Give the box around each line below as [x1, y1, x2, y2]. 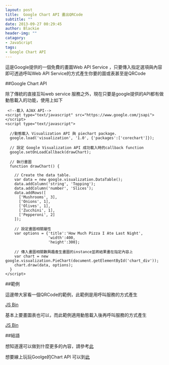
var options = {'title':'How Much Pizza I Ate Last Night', [14, 231, 143, 236]
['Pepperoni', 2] [18, 212, 55, 217]
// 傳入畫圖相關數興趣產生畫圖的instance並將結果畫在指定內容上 [14, 249, 133, 254]
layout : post [5, 7, 33, 13]
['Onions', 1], [18, 199, 51, 204]
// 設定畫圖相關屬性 [14, 226, 51, 232]
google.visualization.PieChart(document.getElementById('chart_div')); [5, 258, 159, 263]
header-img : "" [5, 31, 37, 36]
